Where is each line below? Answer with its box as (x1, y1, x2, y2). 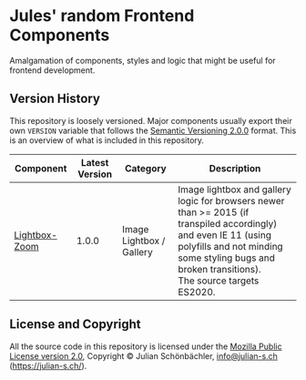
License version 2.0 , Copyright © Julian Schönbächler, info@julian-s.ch (9, 350, 278, 361)
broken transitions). (177, 262, 261, 275)
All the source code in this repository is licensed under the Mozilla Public (9, 341, 282, 352)
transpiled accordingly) (177, 217, 278, 230)
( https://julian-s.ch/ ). (9, 360, 87, 371)
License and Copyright (9, 316, 141, 333)
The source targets (177, 274, 260, 287)
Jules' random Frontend (9, 5, 195, 26)
